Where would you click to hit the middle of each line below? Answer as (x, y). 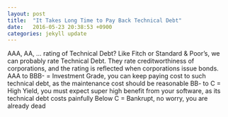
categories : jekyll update (47, 33)
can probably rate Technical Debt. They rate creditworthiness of (101, 61)
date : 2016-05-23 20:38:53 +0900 (60, 27)
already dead (27, 106)
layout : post (27, 14)
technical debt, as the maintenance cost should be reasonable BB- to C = (114, 84)
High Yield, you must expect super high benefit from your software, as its (114, 91)
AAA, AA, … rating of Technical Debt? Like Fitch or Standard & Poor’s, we (114, 54)
